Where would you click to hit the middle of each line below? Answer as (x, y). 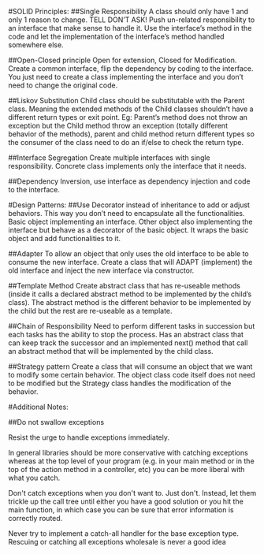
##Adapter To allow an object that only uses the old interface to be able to (129, 254)
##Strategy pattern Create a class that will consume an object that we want (130, 366)
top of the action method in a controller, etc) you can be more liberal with (126, 469)
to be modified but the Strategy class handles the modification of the (120, 383)
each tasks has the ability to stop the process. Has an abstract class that (126, 335)
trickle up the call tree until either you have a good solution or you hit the (126, 501)
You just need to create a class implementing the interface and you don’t (126, 77)
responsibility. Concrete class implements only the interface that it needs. (127, 166)
